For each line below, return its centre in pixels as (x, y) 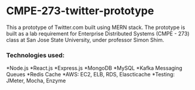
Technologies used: (35, 55)
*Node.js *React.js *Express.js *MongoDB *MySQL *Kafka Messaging (95, 68)
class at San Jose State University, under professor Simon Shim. (85, 40)
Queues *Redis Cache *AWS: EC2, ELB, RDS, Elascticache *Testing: (90, 75)
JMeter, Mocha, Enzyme (36, 81)
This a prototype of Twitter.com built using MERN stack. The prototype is (96, 27)
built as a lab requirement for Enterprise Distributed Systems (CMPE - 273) (98, 33)
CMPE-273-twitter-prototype (80, 11)
